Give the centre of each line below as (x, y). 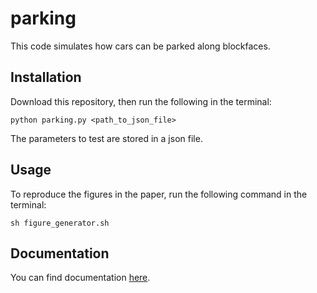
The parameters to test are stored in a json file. (106, 138)
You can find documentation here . (80, 278)
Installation (46, 77)
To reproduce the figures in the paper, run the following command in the (159, 194)
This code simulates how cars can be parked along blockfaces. (140, 46)
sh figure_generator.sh (60, 223)
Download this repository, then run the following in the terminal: (141, 101)
